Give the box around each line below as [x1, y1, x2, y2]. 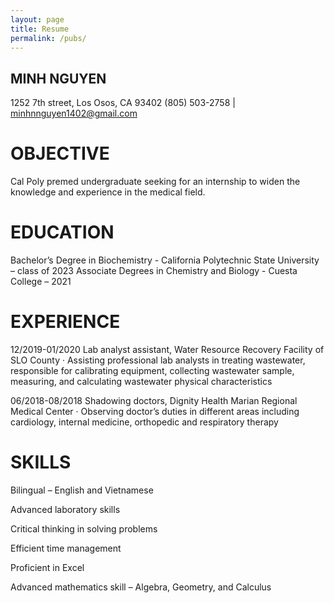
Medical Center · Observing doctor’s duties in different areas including [10, 406, 300, 417]
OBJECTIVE [10, 142, 110, 165]
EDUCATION [10, 221, 115, 244]
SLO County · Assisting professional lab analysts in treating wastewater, [10, 354, 306, 366]
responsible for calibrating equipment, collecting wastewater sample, [10, 365, 295, 376]
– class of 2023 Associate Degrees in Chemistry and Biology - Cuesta [10, 265, 298, 277]
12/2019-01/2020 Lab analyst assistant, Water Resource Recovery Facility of [10, 344, 325, 355]
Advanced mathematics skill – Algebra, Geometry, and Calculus [10, 581, 272, 593]
